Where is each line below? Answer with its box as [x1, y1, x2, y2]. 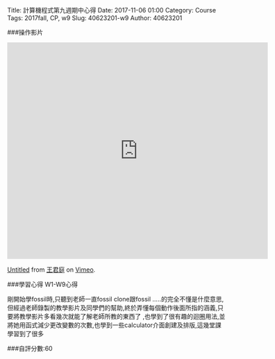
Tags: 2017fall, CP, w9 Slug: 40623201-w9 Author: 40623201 [7, 14, 183, 22]
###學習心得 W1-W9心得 [7, 280, 78, 288]
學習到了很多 [7, 330, 44, 338]
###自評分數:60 [7, 344, 53, 352]
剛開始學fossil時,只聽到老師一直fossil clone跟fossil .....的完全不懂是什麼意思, [7, 295, 224, 303]
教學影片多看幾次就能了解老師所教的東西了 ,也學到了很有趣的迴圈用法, [19, 313, 220, 320]
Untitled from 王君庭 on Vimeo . [7, 265, 96, 274]
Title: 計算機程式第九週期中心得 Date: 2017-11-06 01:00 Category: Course [7, 6, 217, 14]
